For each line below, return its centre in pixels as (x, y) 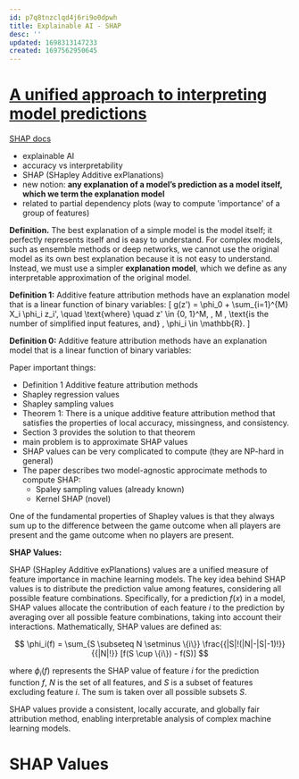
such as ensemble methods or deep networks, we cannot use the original (144, 249)
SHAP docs (30, 138)
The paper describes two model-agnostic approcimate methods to (145, 471)
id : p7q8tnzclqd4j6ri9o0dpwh (63, 17)
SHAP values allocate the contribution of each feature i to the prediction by (147, 607)
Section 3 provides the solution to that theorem (109, 432)
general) (37, 461)
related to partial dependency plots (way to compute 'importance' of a (151, 204)
